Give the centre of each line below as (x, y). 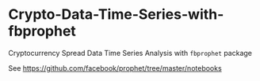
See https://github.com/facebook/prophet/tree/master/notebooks (115, 68)
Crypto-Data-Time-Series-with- (116, 15)
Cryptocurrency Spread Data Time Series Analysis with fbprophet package (130, 53)
